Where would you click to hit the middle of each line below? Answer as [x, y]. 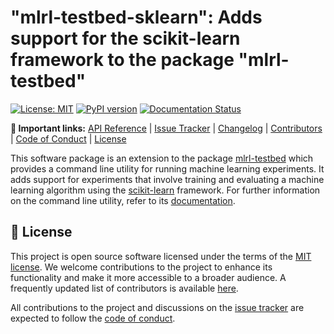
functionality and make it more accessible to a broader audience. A [148, 277]
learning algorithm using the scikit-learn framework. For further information [165, 190]
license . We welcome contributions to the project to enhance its [141, 267]
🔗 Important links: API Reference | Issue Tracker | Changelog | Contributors [166, 128]
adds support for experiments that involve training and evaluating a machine [167, 179]
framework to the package [122, 60]
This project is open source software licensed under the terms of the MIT [161, 256]
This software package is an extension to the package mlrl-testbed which [162, 158]
